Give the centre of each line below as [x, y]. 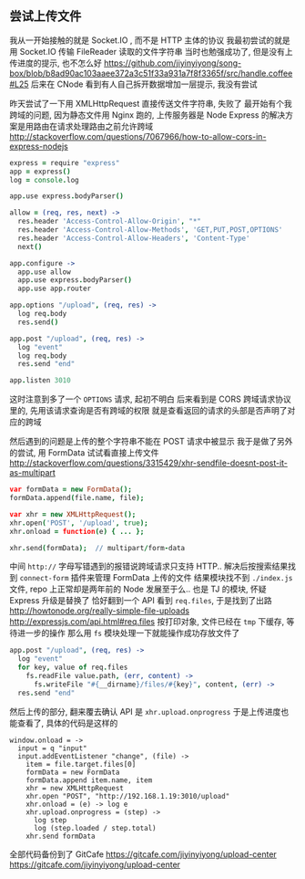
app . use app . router [55, 289]
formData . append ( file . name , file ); [77, 498]
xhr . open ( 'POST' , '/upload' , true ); [79, 523]
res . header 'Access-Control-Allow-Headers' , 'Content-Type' [134, 238]
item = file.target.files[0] [81, 764]
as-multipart [33, 473]
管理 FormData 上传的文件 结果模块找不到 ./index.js [193, 578]
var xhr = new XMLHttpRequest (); [73, 514]
